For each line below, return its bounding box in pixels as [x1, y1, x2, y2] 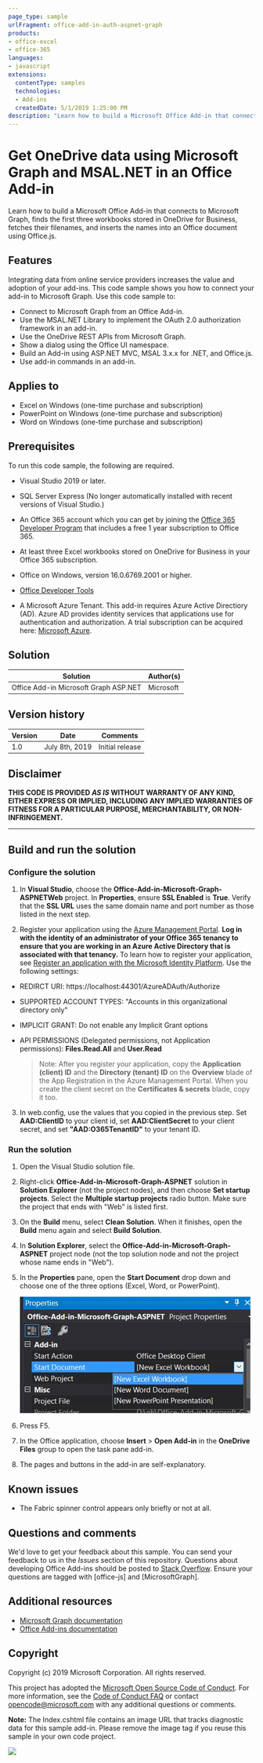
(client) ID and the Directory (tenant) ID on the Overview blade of [38, 1068, 253, 1077]
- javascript [8, 63, 51, 71]
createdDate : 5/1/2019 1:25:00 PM [15, 104, 128, 112]
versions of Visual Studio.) [19, 499, 105, 509]
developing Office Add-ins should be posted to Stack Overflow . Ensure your [8, 1564, 253, 1574]
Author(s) [147, 671, 182, 681]
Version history [8, 708, 85, 721]
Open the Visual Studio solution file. [19, 1162, 135, 1172]
